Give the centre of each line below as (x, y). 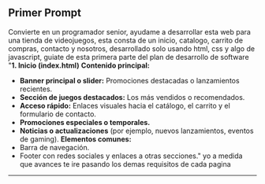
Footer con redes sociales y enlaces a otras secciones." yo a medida (131, 156)
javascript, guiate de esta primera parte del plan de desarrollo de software (129, 57)
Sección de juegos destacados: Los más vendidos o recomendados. (132, 97)
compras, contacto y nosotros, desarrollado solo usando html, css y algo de (131, 48)
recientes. (36, 89)
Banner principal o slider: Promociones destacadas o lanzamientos (129, 80)
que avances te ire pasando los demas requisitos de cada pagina (125, 164)
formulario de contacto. (58, 114)
